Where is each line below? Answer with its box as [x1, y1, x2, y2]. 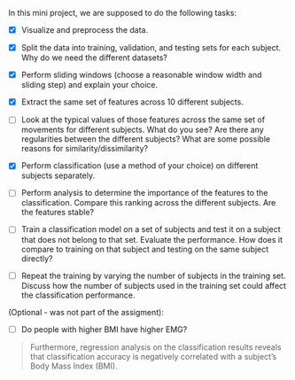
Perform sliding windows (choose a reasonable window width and [20, 70, 262, 81]
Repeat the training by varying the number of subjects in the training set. [20, 270, 286, 281]
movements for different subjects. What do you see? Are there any [20, 124, 265, 136]
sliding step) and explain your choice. [20, 80, 159, 90]
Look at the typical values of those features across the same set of [20, 114, 266, 125]
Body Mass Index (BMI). [29, 361, 118, 371]
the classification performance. [20, 290, 136, 300]
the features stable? [20, 207, 95, 218]
